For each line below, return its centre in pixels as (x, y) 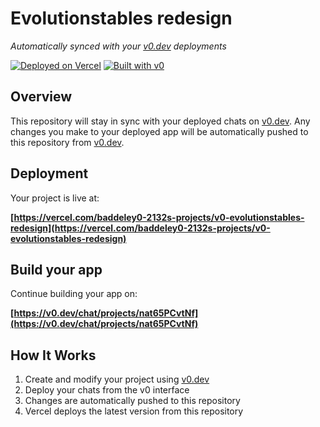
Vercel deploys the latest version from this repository (134, 411)
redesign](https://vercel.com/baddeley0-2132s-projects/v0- (140, 228)
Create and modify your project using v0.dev (117, 379)
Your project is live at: (55, 198)
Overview (41, 97)
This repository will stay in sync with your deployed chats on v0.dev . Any (160, 121)
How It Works (53, 355)
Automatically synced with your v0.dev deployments (118, 46)
